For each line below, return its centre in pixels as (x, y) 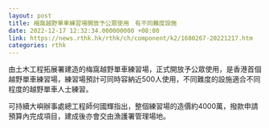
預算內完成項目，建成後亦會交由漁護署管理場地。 (89, 116)
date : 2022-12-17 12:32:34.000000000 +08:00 (84, 30)
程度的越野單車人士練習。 (51, 90)
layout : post (30, 16)
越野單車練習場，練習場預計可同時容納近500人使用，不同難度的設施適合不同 (134, 79)
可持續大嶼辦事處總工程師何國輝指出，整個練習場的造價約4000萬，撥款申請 (133, 106)
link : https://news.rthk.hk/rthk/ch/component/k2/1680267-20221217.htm (130, 38)
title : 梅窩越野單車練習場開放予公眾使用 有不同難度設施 (93, 23)
